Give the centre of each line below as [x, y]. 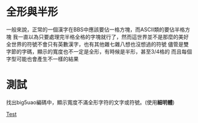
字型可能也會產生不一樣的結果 [42, 59]
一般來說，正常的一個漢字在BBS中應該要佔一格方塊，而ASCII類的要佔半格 [95, 29]
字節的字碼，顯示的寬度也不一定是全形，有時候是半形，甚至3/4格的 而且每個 [99, 51]
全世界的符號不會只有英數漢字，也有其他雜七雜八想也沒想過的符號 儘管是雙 [98, 44]
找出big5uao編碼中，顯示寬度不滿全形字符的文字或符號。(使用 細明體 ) [90, 102]
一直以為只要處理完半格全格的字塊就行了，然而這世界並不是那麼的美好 [103, 36]
